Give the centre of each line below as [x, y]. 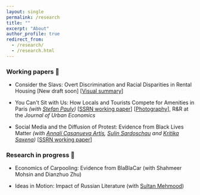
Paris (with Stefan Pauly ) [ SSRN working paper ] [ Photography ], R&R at [102, 109]
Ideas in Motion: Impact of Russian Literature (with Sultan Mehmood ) [99, 186]
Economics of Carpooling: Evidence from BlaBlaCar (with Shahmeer [98, 168]
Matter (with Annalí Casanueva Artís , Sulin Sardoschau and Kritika [97, 133]
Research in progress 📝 [41, 155]
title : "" [19, 23]
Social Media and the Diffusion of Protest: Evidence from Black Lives [99, 127]
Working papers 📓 [33, 71]
